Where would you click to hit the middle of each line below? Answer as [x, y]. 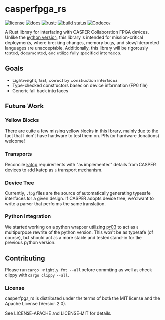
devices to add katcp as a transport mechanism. [54, 170]
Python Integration [28, 216]
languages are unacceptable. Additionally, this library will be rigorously [77, 48]
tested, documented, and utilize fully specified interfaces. [63, 53]
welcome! [15, 141]
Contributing [25, 258]
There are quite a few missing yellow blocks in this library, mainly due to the [82, 131]
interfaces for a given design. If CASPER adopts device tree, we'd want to [79, 199]
